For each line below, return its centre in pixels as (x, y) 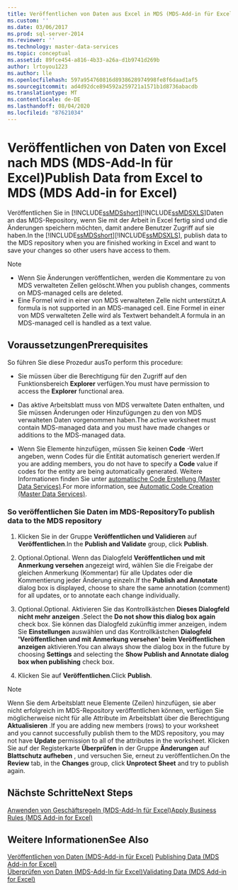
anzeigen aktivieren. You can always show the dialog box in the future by (124, 646)
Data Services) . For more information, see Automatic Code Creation (115, 486)
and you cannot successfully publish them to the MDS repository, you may (116, 733)
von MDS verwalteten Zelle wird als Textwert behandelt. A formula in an (121, 315)
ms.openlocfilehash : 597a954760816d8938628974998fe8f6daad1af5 (103, 80)
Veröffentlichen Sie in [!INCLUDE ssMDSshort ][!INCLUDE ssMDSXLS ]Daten (116, 213)
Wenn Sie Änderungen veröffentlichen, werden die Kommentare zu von (121, 278)
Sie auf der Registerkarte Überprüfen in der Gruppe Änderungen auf (108, 748)
